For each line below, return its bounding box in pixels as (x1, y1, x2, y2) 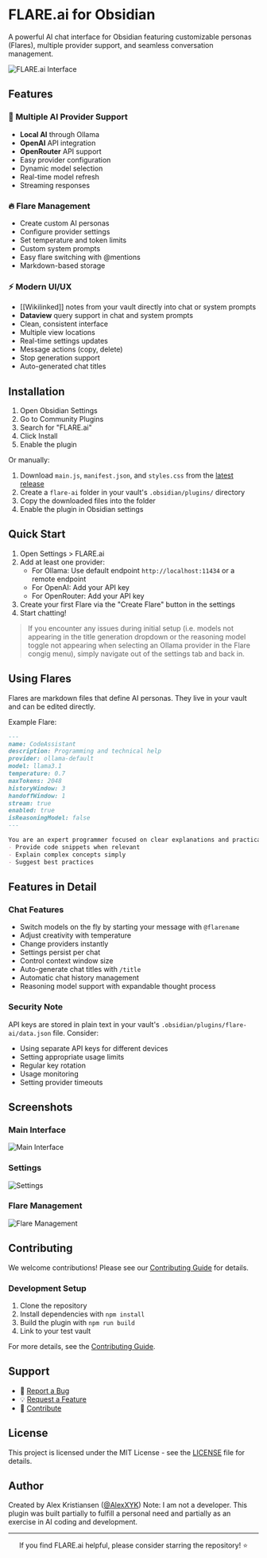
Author (8, 1479, 44, 1493)
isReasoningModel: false (8, 814, 91, 822)
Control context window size (19, 956, 114, 966)
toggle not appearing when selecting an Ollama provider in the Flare (27, 640, 250, 650)
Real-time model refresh (19, 171, 99, 181)
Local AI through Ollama (19, 129, 100, 139)
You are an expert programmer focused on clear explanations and (8, 836, 229, 844)
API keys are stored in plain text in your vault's (8, 1019, 161, 1029)
